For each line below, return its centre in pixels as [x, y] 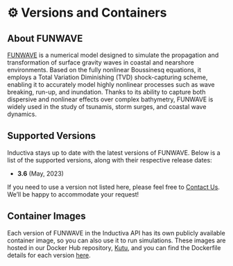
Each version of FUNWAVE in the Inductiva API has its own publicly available [116, 233]
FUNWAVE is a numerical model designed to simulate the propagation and [113, 55]
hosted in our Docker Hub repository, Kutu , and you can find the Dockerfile [114, 247]
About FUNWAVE [45, 39]
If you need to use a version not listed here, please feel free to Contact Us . [114, 187]
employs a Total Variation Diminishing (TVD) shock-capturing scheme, [107, 77]
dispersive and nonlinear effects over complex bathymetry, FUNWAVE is [110, 99]
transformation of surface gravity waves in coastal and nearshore [101, 63]
